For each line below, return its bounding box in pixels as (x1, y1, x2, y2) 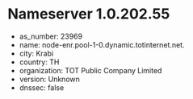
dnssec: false (19, 82, 65, 93)
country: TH (19, 57, 60, 67)
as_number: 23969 (19, 31, 82, 41)
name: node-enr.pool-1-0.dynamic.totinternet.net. (19, 39, 185, 49)
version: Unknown (19, 74, 80, 84)
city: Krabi (19, 48, 54, 58)
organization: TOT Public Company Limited (19, 65, 162, 75)
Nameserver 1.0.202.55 (7, 5, 170, 23)
